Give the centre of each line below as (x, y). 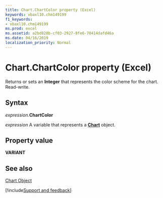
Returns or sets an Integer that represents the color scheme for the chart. (82, 82)
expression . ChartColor (29, 115)
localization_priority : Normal (38, 43)
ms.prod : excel (21, 29)
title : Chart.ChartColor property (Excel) (50, 10)
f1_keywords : (19, 19)
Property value (29, 140)
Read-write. (17, 87)
